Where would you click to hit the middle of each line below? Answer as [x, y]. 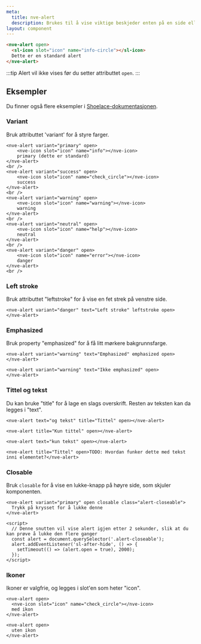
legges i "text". [25, 410]
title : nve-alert [33, 17]
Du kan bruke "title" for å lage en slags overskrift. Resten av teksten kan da [99, 403]
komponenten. [24, 492]
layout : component [29, 28]
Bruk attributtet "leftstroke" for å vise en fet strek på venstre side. [87, 299]
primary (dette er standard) [53, 156]
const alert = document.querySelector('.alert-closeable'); [88, 539]
